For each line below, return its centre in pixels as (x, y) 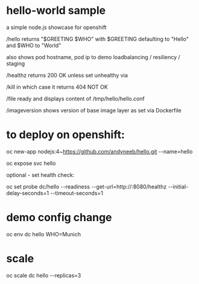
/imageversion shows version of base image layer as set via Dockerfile (94, 110)
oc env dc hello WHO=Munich (44, 234)
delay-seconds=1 (28, 193)
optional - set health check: (40, 175)
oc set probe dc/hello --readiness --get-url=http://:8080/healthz (87, 186)
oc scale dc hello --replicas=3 (44, 275)
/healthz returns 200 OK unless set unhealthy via (67, 75)
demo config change (59, 218)
